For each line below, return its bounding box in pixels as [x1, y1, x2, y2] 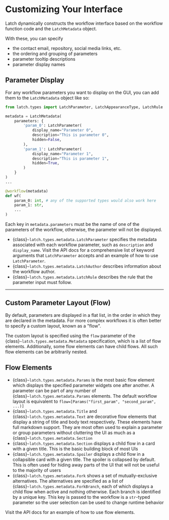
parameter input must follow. [12, 279, 72, 285]
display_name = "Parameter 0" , [32, 128, 94, 133]
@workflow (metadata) [5, 188, 49, 194]
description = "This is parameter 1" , [32, 156, 109, 161]
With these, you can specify [5, 35, 63, 41]
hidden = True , [32, 161, 59, 166]
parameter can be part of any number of [12, 388, 97, 394]
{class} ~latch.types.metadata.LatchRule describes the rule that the [12, 274, 153, 280]
